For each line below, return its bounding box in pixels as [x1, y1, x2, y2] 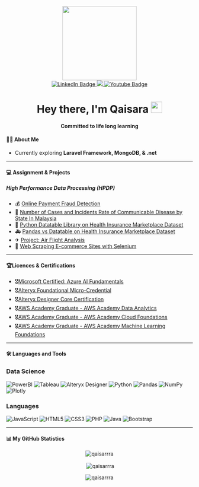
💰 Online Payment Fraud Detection [14, 200, 101, 207]
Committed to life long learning [60, 122, 139, 129]
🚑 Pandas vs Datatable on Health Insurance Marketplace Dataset [14, 228, 176, 235]
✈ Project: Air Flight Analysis [14, 236, 85, 243]
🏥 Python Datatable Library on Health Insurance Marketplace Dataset [14, 221, 184, 228]
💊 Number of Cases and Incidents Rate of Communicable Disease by [14, 208, 182, 215]
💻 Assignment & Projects [6, 168, 70, 176]
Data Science [6, 367, 46, 375]
